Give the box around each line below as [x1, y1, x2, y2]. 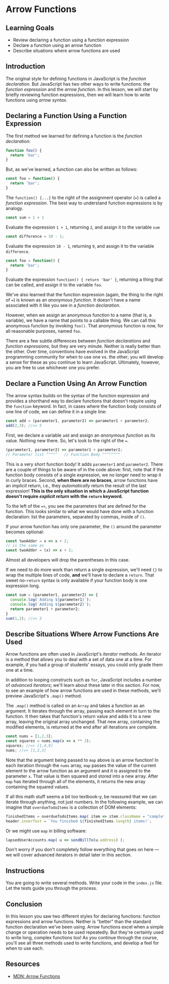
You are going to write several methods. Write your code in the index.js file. [6, 880, 163, 886]
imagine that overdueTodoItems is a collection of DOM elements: [6, 804, 137, 810]
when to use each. [6, 945, 44, 951]
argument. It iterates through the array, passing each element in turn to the [6, 708, 160, 714]
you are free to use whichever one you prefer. [6, 365, 100, 371]
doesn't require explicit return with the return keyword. [6, 493, 123, 499]
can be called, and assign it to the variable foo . [6, 282, 102, 288]
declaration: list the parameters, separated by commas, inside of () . [6, 514, 146, 520]
